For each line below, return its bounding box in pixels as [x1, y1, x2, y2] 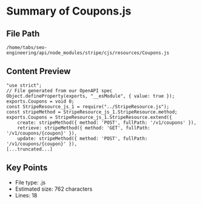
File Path [6, 29, 40, 39]
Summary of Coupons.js [6, 4, 132, 18]
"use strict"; [6, 82, 42, 89]
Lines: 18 [15, 191, 38, 199]
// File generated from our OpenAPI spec [6, 87, 113, 93]
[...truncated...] [6, 146, 53, 152]
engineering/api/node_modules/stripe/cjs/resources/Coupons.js [6, 50, 170, 56]
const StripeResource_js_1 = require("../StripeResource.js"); [6, 103, 170, 110]
